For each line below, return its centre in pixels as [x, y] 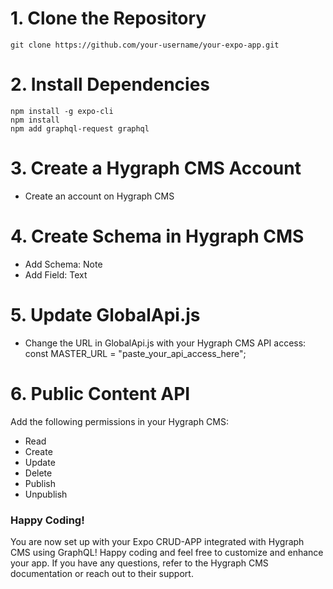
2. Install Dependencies [110, 84]
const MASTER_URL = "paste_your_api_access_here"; [135, 353]
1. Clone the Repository [108, 18]
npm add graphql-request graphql [80, 128]
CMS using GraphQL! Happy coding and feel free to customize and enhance [167, 552]
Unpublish [46, 494]
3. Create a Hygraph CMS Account [156, 168]
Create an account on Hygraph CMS [99, 196]
